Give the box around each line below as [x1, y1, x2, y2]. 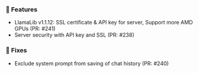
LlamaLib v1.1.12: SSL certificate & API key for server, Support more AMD [14, 19, 193, 26]
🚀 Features [5, 5, 38, 14]
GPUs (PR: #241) [14, 25, 56, 32]
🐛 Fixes [5, 46, 28, 55]
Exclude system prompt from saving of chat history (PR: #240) [14, 59, 169, 67]
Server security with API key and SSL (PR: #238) [14, 31, 134, 39]
